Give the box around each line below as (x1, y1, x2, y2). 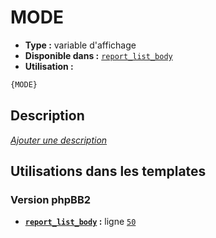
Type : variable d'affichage (24, 39, 137, 51)
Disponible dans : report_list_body (24, 49, 173, 61)
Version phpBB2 (10, 192, 92, 206)
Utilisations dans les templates (10, 163, 207, 180)
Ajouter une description (10, 134, 108, 146)
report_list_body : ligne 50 (24, 216, 137, 228)
